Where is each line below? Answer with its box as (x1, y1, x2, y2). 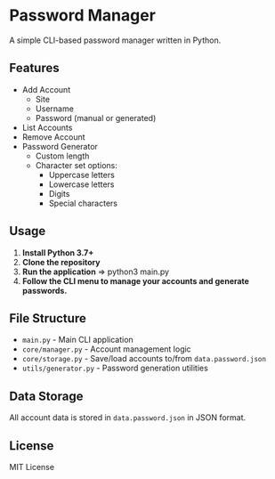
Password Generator (21, 141, 98, 151)
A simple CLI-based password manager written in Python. (9, 35, 222, 45)
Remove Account (21, 131, 86, 142)
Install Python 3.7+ (21, 247, 94, 258)
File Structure (9, 311, 86, 326)
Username (35, 103, 74, 114)
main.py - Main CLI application (21, 335, 133, 345)
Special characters (48, 198, 118, 208)
